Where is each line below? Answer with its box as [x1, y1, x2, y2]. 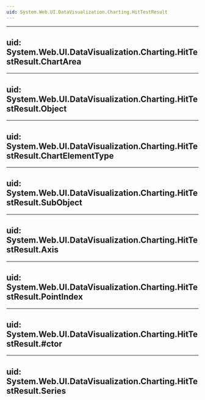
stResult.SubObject [6, 197, 82, 208]
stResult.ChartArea [6, 56, 82, 67]
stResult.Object [6, 104, 67, 114]
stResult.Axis [6, 244, 59, 255]
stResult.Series [6, 385, 66, 396]
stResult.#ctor [6, 338, 62, 349]
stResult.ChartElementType [6, 151, 114, 161]
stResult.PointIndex [6, 292, 84, 302]
